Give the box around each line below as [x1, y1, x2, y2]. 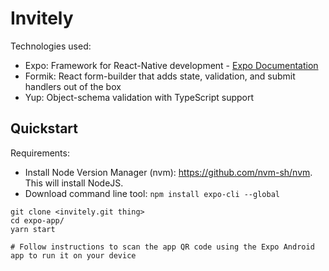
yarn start [10, 224, 56, 234]
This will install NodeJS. [24, 177, 124, 189]
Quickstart [10, 120, 79, 137]
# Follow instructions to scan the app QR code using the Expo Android [10, 242, 315, 252]
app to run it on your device [10, 250, 137, 261]
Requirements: [10, 147, 70, 159]
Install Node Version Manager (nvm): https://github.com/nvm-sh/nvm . [24, 166, 313, 178]
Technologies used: [10, 40, 92, 52]
